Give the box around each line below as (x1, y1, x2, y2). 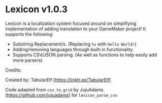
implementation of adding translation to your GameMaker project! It (5, 25, 146, 31)
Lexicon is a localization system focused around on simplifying (5, 20, 137, 26)
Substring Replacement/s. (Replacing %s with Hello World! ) (12, 41, 137, 47)
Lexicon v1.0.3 (5, 4, 68, 15)
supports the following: (5, 31, 54, 37)
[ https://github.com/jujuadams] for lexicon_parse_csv (5, 92, 118, 98)
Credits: (5, 67, 22, 73)
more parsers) (12, 57, 43, 63)
